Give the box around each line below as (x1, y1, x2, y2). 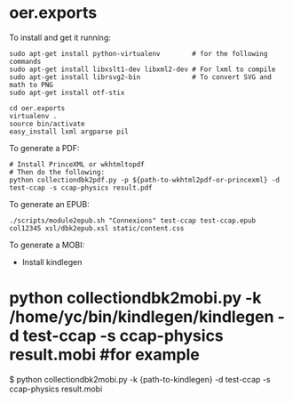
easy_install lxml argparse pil (9, 127, 129, 136)
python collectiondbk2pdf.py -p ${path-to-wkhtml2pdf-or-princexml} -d (9, 175, 280, 184)
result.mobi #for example (9, 345, 200, 365)
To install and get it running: (9, 32, 111, 43)
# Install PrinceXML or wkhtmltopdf (9, 159, 145, 169)
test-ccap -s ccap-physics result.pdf (9, 183, 153, 192)
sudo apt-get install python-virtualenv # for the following (9, 49, 268, 58)
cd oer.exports (9, 103, 66, 113)
